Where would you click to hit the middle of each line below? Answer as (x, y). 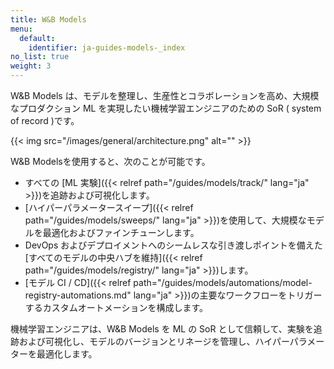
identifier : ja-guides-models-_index (107, 47)
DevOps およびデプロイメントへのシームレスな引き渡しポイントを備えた (173, 245)
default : (37, 38)
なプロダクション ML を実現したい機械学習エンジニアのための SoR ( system (166, 108)
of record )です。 (45, 120)
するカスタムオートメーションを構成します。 (116, 307)
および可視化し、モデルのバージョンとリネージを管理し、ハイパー (154, 341)
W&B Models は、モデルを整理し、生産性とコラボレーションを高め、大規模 (165, 95)
